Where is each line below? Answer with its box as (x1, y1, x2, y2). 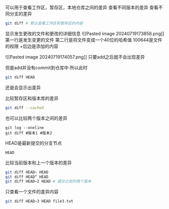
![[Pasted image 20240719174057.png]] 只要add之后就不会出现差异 (5, 54, 145, 60)
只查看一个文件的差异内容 (5, 189, 59, 195)
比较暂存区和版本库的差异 (5, 95, 59, 101)
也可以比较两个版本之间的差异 (5, 115, 67, 121)
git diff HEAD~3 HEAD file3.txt (5, 199, 73, 204)
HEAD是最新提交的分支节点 (5, 140, 62, 146)
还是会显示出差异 (5, 84, 41, 90)
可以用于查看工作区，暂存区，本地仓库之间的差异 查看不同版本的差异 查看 (5, 5, 158, 10)
